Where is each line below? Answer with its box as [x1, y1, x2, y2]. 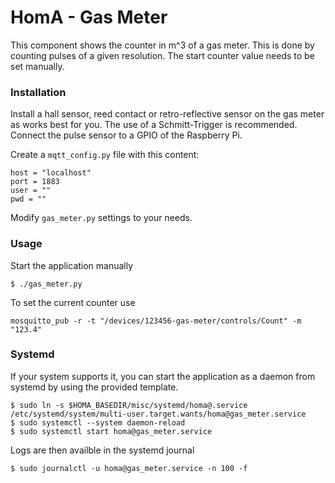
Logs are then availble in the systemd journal [10, 444, 195, 456]
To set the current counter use [10, 296, 136, 308]
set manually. [10, 60, 65, 72]
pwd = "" [10, 194, 47, 205]
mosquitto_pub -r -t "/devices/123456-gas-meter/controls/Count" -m [10, 316, 302, 326]
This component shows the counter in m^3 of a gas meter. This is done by [10, 39, 315, 51]
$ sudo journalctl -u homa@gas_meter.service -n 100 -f [10, 463, 248, 473]
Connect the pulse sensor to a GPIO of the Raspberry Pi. [10, 129, 243, 141]
